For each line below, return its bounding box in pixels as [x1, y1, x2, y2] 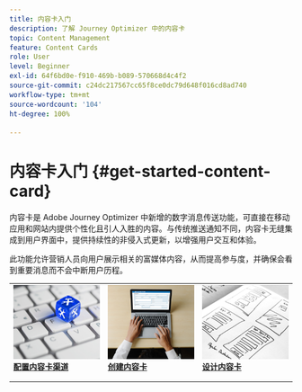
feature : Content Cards [9, 43, 99, 52]
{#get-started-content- [91, 162, 271, 182]
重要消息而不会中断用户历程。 [16, 265, 128, 276]
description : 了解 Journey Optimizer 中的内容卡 [9, 23, 186, 33]
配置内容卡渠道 [13, 361, 69, 372]
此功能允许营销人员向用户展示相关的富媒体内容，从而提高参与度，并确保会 [9, 254, 285, 264]
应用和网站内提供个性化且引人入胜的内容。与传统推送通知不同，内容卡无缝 [9, 223, 285, 234]
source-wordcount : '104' [9, 100, 102, 109]
